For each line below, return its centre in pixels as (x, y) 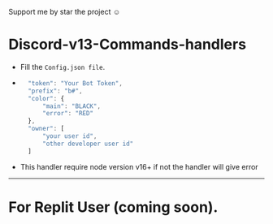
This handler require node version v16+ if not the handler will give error (139, 166)
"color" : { (46, 98)
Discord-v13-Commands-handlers (127, 45)
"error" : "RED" (68, 114)
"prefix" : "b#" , (55, 91)
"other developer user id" (88, 144)
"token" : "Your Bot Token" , (76, 83)
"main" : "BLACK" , (71, 106)
